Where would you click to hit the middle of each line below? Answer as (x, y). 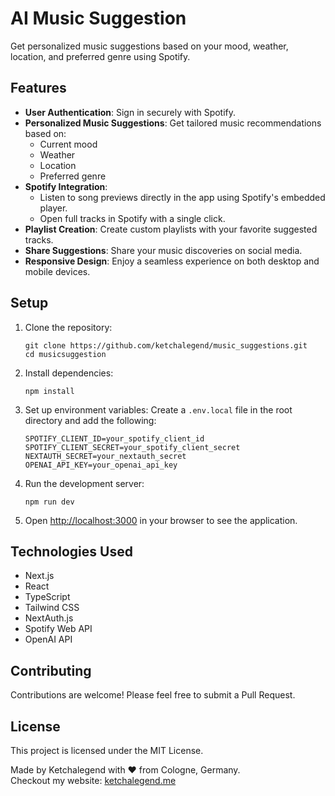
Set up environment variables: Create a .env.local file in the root (158, 409)
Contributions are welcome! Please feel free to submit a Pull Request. (153, 695)
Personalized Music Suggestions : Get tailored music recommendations (173, 123)
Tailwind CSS (52, 608)
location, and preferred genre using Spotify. (100, 56)
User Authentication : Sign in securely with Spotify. (130, 112)
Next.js (39, 576)
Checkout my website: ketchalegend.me (93, 780)
